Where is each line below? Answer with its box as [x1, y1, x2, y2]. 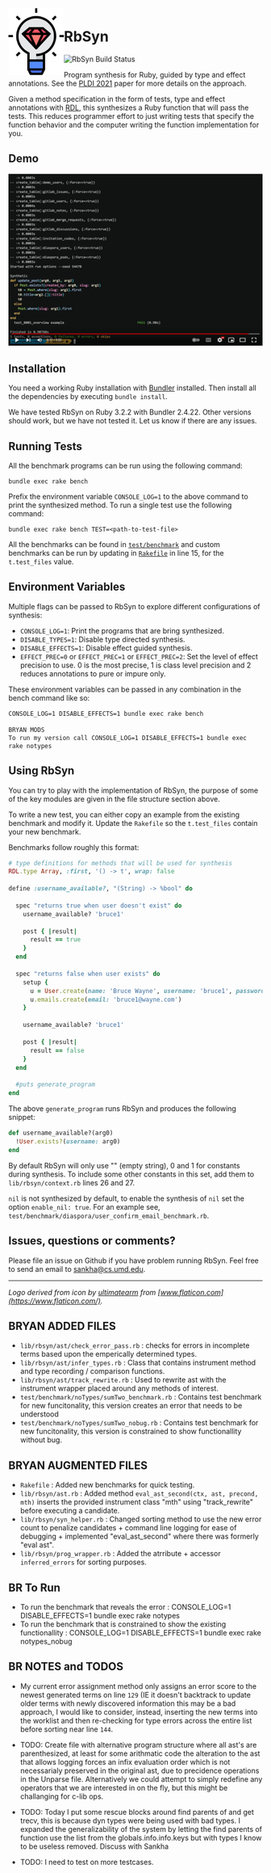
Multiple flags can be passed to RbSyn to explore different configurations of [8, 601, 261, 611]
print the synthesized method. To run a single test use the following [8, 500, 232, 510]
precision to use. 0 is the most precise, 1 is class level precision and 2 [19, 660, 252, 670]
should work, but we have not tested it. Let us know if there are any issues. [8, 416, 257, 426]
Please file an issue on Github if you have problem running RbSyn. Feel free [8, 1256, 260, 1265]
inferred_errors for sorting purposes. [19, 1557, 147, 1567]
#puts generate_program [15, 1080, 95, 1089]
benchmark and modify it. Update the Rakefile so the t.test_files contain [8, 818, 258, 827]
